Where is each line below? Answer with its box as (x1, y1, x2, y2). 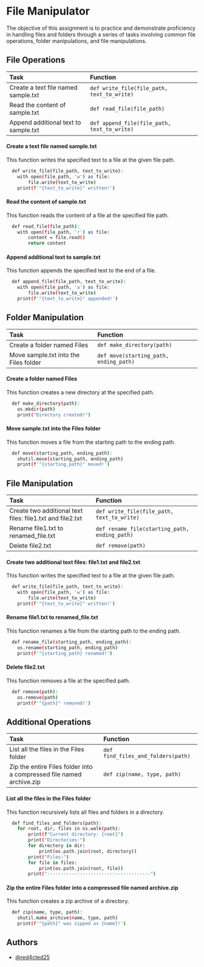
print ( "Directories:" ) (28, 837, 86, 843)
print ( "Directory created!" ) (17, 411, 91, 418)
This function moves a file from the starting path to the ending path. (6, 438, 176, 446)
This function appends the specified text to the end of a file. (6, 267, 157, 274)
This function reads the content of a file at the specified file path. (6, 212, 169, 219)
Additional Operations (6, 717, 92, 727)
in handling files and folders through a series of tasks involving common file (6, 30, 196, 38)
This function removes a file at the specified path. (6, 676, 131, 684)
